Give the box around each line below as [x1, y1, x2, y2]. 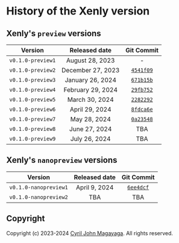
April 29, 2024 [69, 106, 111, 113]
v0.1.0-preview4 [9, 86, 56, 93]
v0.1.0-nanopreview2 [9, 194, 68, 200]
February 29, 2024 [63, 86, 118, 94]
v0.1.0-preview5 [9, 96, 56, 103]
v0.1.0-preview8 [9, 125, 56, 132]
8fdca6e [131, 106, 153, 113]
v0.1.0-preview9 [9, 136, 56, 142]
